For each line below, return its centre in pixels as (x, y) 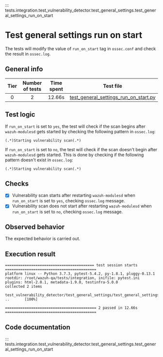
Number (32, 83)
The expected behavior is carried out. (43, 238)
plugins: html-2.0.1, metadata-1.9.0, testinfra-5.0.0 (62, 282)
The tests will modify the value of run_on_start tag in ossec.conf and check (81, 48)
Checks (17, 184)
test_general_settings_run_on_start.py (113, 97)
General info (24, 69)
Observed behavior (35, 227)
